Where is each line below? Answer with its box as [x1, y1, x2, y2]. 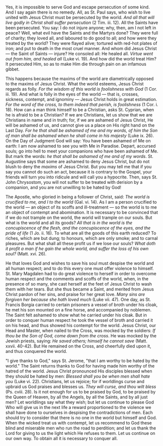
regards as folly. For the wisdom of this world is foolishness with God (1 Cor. [5, 86, 157, 92]
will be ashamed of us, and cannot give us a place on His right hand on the [5, 122, 155, 128]
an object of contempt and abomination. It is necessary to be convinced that [5, 210, 158, 215]
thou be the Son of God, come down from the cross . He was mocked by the [5, 333, 157, 338]
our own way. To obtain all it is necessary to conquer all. [5, 436, 118, 441]
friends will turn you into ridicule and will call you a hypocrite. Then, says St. [5, 174, 158, 180]
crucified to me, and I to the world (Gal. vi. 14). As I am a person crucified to [5, 199, 157, 205]
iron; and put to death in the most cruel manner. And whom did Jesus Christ [5, 46, 157, 51]
